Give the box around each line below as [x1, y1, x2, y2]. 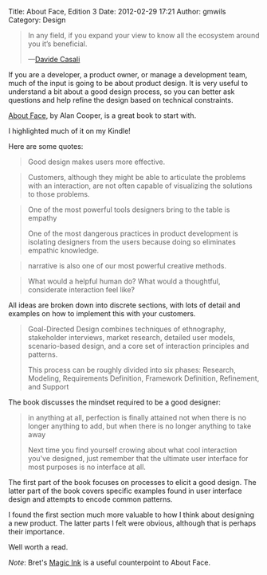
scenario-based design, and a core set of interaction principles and [27, 342, 249, 350]
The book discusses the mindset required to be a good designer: [8, 397, 221, 407]
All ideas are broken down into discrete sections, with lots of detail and [8, 300, 241, 310]
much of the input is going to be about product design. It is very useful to [8, 79, 249, 88]
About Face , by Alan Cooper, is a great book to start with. [8, 111, 197, 120]
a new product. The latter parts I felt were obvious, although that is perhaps [8, 518, 257, 528]
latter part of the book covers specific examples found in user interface [8, 486, 242, 495]
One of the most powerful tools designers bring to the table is [27, 205, 230, 214]
